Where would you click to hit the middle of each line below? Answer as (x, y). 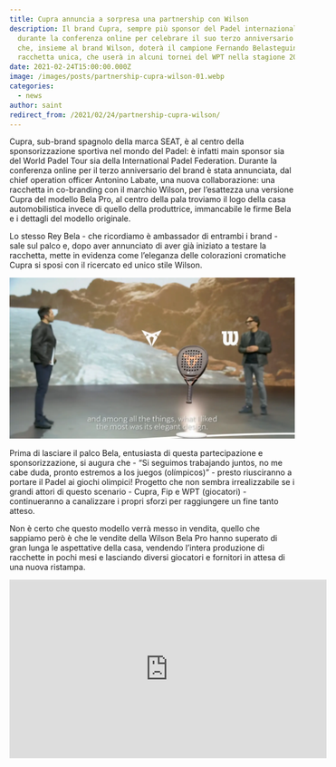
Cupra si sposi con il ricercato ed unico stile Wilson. (106, 265)
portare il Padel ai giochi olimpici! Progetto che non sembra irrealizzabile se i (152, 481)
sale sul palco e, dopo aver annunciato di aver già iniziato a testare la (138, 246)
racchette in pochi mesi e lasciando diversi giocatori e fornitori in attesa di (147, 557)
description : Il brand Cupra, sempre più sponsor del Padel (125, 29)
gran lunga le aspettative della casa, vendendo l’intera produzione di (137, 548)
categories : (32, 86)
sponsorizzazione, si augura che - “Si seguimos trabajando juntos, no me (146, 462)
